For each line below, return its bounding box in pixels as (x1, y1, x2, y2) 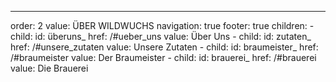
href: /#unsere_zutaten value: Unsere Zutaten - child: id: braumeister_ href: (10, 41, 319, 53)
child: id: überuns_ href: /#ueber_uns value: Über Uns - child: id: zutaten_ (10, 31, 312, 42)
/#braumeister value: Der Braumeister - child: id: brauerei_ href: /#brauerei (10, 52, 317, 63)
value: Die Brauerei (10, 62, 89, 74)
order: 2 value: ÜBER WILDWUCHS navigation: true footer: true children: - (10, 20, 315, 31)
